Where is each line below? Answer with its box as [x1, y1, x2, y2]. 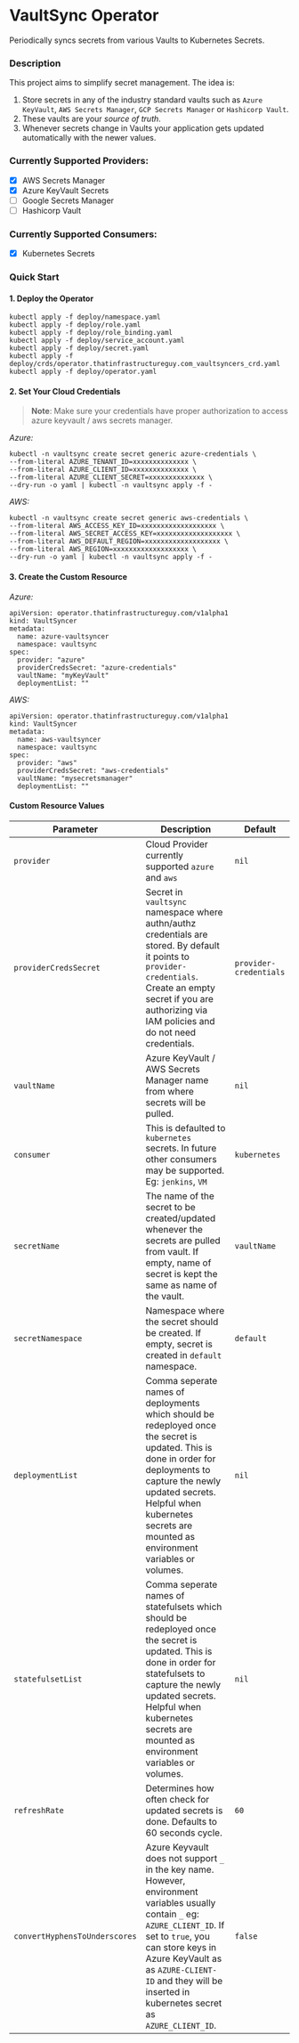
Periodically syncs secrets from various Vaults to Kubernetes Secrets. [9, 35, 265, 45]
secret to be [145, 1201, 196, 1213]
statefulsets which [145, 1600, 222, 1613]
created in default [145, 1348, 222, 1361]
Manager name [145, 1074, 209, 1087]
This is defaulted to [145, 1121, 226, 1134]
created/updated [145, 1212, 216, 1225]
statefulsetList [13, 1673, 83, 1684]
